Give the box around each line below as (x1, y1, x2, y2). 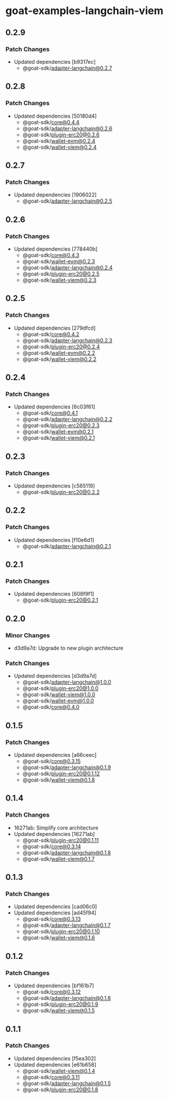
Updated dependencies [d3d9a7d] (13, 673, 97, 680)
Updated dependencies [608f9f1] (13, 591, 94, 598)
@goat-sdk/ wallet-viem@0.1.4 (22, 1067, 96, 1074)
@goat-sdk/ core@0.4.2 (22, 330, 80, 337)
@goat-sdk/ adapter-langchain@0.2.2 (22, 416, 113, 423)
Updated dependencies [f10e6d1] (13, 536, 94, 543)
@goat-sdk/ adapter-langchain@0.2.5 (22, 197, 112, 204)
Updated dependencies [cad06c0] (13, 903, 97, 910)
